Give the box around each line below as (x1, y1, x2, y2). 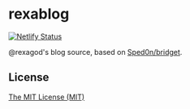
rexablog (8, 5, 70, 23)
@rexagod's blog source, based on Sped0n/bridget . (8, 47, 183, 57)
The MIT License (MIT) (8, 92, 85, 102)
